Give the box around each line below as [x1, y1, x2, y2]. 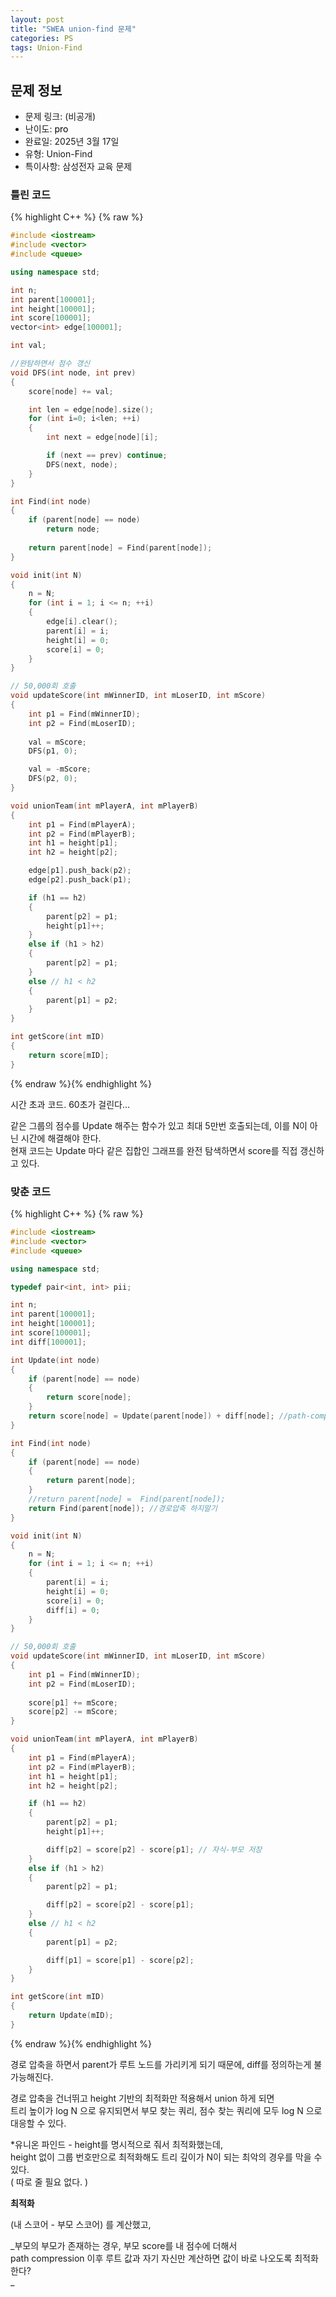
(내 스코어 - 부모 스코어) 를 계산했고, [10, 2218, 152, 2230]
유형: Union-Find [24, 148, 93, 160]
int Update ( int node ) [10, 1355, 101, 1365]
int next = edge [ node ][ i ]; [46, 432, 159, 443]
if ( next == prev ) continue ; [46, 451, 168, 461]
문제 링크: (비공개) [24, 111, 97, 123]
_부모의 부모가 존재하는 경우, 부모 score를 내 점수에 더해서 [10, 2239, 238, 2251]
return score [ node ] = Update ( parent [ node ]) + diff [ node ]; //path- [28, 1411, 311, 1421]
